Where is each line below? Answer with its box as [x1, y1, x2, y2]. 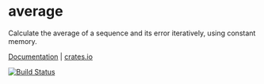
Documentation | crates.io [8, 52, 94, 61]
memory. [8, 36, 37, 46]
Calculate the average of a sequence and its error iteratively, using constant [8, 28, 256, 38]
